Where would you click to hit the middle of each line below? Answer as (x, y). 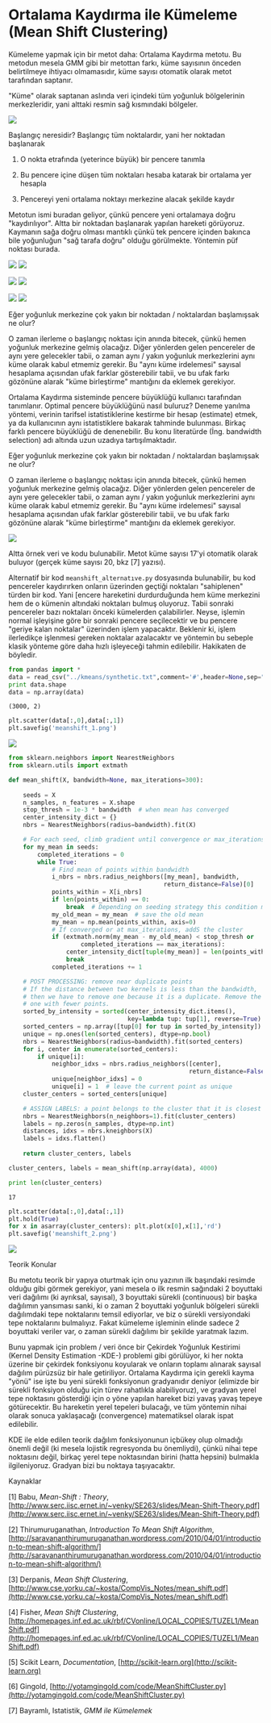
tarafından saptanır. (41, 80)
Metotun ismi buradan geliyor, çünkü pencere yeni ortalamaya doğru (122, 215)
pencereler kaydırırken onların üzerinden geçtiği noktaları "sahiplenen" (126, 586)
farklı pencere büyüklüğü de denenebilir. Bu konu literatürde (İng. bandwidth (135, 431)
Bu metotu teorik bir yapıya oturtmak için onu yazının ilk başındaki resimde (132, 1280)
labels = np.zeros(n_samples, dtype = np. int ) (99, 1124)
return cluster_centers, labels (77, 1154)
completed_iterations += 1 (97, 967)
